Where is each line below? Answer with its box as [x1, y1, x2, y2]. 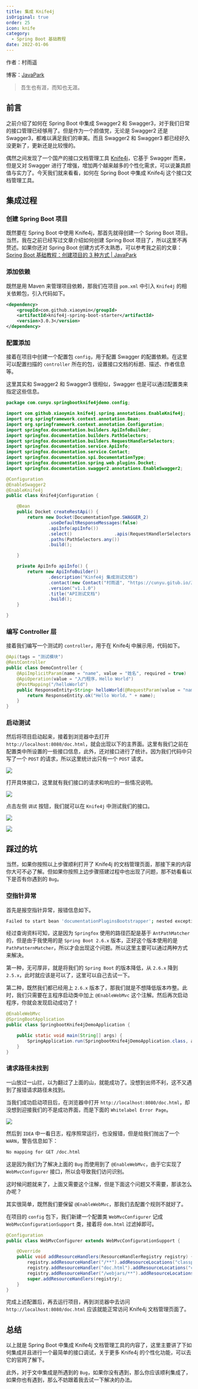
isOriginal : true [6, 14, 49, 20]
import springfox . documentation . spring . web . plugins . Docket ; [6, 460, 157, 466]
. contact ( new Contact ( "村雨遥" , [48, 579, 126, 586]
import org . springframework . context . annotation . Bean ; [6, 416, 141, 422]
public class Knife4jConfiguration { [6, 492, 99, 499]
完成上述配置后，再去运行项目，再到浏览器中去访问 [6, 1298, 130, 1306]
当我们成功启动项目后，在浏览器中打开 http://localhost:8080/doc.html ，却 [6, 1098, 190, 1106]
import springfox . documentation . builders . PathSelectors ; [6, 433, 149, 439]
